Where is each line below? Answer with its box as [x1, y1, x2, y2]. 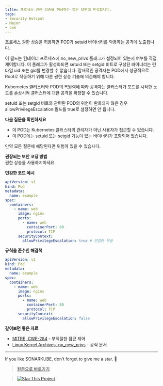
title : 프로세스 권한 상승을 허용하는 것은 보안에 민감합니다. [5, 7, 112, 12]
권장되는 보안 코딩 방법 [5, 154, 48, 160]
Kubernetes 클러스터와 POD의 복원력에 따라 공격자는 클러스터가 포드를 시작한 [5, 84, 152, 90]
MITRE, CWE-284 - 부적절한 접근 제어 [12, 336, 86, 341]
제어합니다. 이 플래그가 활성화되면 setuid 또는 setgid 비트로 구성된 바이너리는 [5, 62, 151, 67]
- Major [5, 20, 21, 26]
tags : [5, 12, 16, 16]
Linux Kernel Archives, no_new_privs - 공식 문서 [12, 341, 107, 347]
